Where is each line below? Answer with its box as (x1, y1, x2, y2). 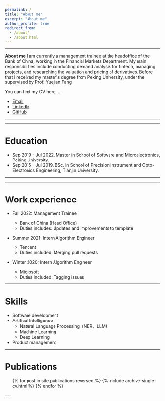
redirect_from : (5, 26, 36, 31)
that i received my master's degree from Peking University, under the (5, 74, 145, 80)
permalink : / (5, 7, 32, 12)
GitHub (12, 109, 27, 115)
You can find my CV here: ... (5, 88, 62, 94)
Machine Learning (19, 329, 56, 335)
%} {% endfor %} (28, 383, 64, 389)
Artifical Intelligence (12, 317, 53, 323)
